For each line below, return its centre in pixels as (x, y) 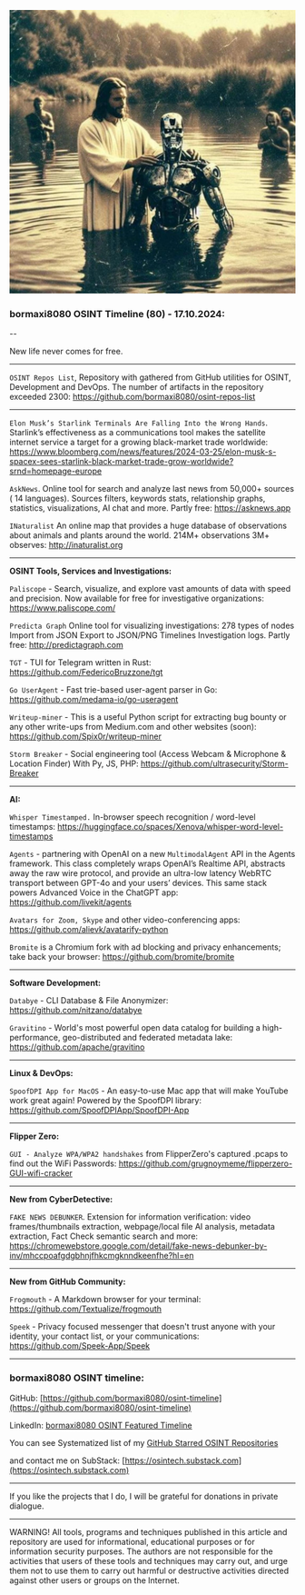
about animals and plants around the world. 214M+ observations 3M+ (140, 535)
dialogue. (27, 1506)
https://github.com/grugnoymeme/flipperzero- (206, 1163)
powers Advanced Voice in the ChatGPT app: (94, 892)
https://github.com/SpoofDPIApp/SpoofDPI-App (99, 1111)
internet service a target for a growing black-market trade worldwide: (139, 443)
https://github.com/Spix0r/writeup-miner (85, 736)
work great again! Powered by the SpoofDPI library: (106, 1101)
